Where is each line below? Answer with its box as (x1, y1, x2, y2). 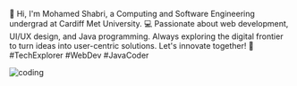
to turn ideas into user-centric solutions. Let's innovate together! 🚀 (9, 41, 254, 51)
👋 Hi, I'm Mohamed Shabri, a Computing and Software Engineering (9, 9, 255, 19)
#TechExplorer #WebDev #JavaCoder (9, 50, 149, 60)
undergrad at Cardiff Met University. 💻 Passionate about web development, (9, 19, 289, 28)
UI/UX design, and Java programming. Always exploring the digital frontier (9, 31, 284, 42)
